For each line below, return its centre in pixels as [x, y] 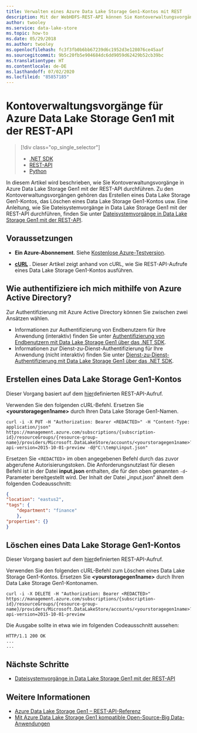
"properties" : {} [27, 521]
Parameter [19, 477]
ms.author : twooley [30, 45]
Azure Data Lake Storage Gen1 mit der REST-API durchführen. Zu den [90, 189]
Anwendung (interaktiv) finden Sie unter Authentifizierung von [90, 336]
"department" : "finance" [47, 511]
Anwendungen [32, 724]
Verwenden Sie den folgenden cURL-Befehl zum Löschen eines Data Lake [96, 571]
